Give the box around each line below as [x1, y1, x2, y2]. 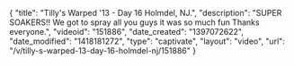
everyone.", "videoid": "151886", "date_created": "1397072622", [9, 27, 245, 37]
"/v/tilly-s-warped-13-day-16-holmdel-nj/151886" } [9, 45, 196, 56]
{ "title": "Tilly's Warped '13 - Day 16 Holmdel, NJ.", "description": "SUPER [9, 8, 282, 18]
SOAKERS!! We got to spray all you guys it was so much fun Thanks [9, 17, 260, 28]
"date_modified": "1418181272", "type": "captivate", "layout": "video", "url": [9, 36, 286, 46]
